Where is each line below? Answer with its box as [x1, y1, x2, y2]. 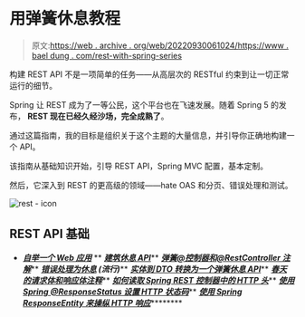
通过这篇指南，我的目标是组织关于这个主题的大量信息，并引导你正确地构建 [9, 130, 287, 140]
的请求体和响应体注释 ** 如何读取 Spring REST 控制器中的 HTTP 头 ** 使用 [22, 274, 295, 285]
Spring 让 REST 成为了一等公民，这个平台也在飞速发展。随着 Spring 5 [9, 99, 269, 110]
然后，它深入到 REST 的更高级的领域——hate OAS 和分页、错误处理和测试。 [9, 179, 293, 190]
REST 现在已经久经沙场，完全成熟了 [26, 110, 161, 121]
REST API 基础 [9, 226, 91, 242]
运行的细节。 [9, 80, 57, 91]
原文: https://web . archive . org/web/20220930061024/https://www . [31, 40, 290, 51]
